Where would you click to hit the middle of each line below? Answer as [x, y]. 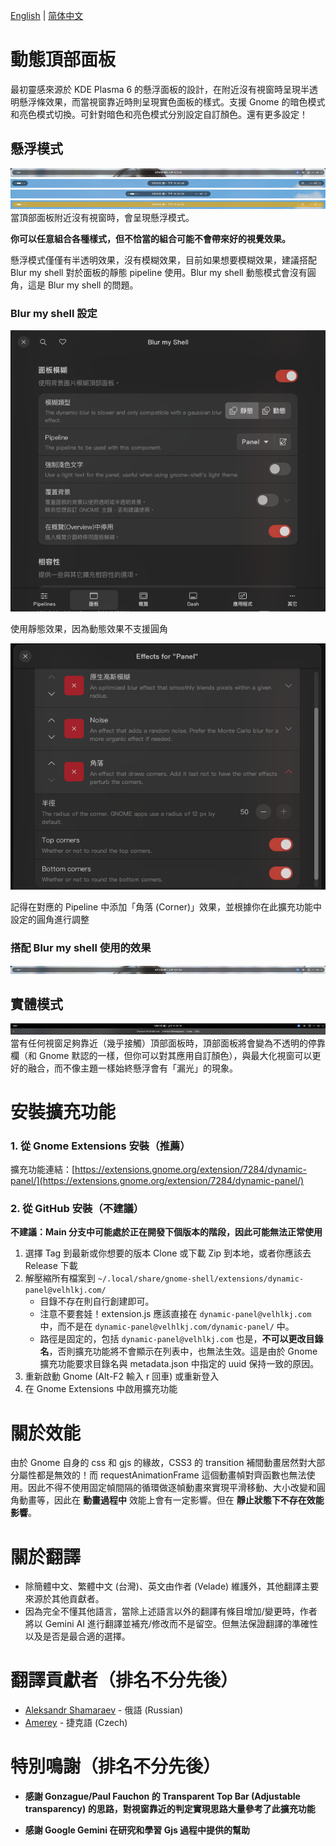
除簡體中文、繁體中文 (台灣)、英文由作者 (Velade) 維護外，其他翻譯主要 [172, 1586]
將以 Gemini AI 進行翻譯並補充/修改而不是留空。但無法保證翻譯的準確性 [171, 1624]
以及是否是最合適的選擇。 [77, 1636]
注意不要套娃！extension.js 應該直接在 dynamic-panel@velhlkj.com [175, 1314]
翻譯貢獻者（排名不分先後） [124, 1680]
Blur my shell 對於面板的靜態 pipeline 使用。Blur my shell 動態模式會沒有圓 [163, 272]
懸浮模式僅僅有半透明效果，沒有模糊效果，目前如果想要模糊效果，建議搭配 [163, 260]
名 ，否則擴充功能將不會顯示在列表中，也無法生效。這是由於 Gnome [178, 1351]
